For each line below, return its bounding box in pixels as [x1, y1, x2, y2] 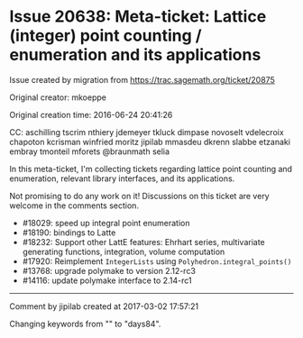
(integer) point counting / [9, 25, 202, 46]
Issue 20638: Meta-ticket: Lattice [9, 6, 267, 27]
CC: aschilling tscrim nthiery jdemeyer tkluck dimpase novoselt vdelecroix [9, 126, 284, 137]
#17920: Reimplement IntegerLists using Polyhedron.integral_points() [22, 255, 292, 267]
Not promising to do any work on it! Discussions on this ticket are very [9, 190, 270, 201]
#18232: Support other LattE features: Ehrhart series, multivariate [22, 236, 266, 247]
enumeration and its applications [9, 45, 262, 65]
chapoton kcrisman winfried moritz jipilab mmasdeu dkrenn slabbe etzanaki [9, 136, 291, 147]
